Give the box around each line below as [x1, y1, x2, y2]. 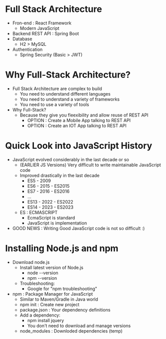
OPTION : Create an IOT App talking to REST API [27, 122, 127, 128]
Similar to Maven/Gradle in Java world [19, 296, 98, 302]
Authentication [12, 46, 43, 52]
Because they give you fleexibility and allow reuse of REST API [19, 112, 149, 118]
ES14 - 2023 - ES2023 [27, 204, 74, 210]
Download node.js [12, 259, 50, 265]
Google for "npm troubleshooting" [27, 285, 97, 292]
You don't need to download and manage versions [27, 323, 131, 329]
